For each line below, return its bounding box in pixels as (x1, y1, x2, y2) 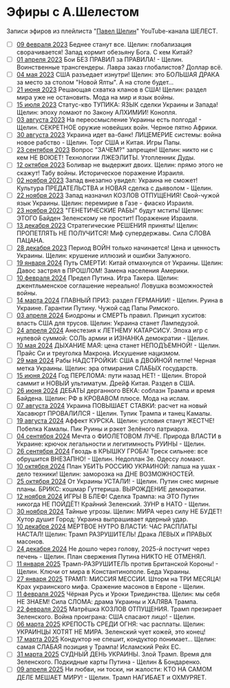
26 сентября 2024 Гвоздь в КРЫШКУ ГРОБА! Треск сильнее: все (16, 447, 208, 455)
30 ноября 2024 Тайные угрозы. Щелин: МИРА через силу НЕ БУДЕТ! (16, 507, 222, 515)
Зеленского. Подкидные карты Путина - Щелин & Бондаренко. (16, 658, 202, 666)
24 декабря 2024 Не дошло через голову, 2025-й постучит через (16, 544, 211, 552)
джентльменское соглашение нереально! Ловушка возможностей (16, 281, 213, 290)
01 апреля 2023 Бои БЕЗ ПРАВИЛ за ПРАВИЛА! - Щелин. (16, 56, 184, 63)
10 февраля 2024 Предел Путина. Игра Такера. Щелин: (16, 273, 179, 282)
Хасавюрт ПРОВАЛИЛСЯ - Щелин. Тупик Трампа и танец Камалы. (16, 409, 212, 418)
